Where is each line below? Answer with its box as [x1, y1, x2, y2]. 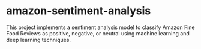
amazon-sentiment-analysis [6, 4, 151, 18]
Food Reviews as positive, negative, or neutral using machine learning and [6, 30, 190, 37]
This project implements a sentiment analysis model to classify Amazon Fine [6, 24, 195, 31]
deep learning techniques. [6, 36, 71, 43]
